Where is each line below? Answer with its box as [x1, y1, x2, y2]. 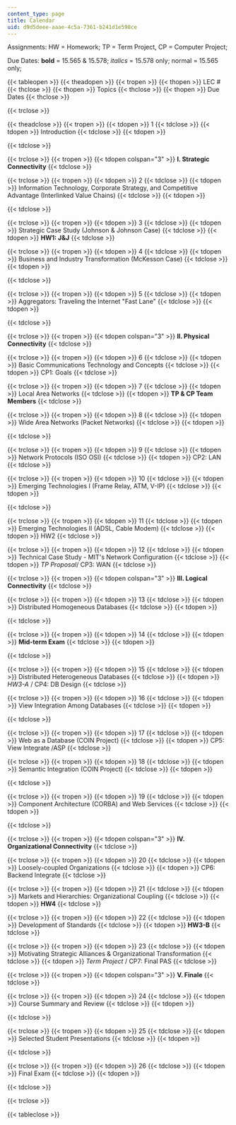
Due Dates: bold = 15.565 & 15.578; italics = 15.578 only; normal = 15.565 [7, 57, 219, 65]
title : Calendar [7, 17, 55, 24]
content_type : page [7, 10, 65, 18]
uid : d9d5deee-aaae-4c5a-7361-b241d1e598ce [7, 23, 138, 30]
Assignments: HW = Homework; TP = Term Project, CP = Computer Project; [7, 43, 228, 52]
